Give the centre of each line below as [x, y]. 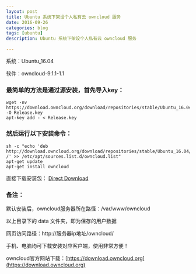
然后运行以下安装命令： [39, 134]
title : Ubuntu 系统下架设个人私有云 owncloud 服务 [64, 17]
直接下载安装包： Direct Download [47, 178]
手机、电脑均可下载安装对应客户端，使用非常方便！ [67, 245]
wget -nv [17, 103]
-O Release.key [24, 113]
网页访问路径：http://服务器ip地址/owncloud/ [60, 233]
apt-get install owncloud [37, 167]
